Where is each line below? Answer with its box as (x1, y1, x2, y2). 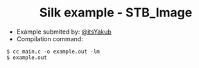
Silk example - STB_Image (39, 5, 193, 21)
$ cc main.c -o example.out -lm (6, 48, 100, 55)
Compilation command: (16, 34, 84, 43)
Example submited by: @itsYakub (16, 27, 112, 36)
